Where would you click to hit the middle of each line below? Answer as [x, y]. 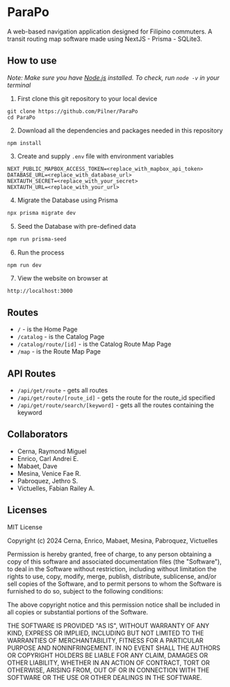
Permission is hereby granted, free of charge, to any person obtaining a [109, 554]
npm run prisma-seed [37, 239]
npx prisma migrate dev [42, 213]
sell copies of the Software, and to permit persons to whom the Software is [115, 584]
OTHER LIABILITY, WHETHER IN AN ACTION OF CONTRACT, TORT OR [108, 663]
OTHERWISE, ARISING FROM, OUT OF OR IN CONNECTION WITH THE [108, 670]
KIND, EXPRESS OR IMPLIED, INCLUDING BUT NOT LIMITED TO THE [106, 633]
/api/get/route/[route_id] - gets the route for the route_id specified [116, 398]
